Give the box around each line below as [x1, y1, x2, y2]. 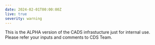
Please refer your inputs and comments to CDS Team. [5, 34, 112, 40]
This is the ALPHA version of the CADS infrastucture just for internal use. [5, 30, 150, 35]
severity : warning [5, 16, 42, 21]
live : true [5, 12, 27, 16]
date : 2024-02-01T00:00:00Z [5, 7, 62, 12]
